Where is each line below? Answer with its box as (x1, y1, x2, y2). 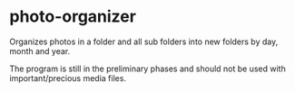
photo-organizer (9, 6, 136, 27)
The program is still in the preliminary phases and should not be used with (9, 63, 286, 74)
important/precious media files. (9, 72, 127, 83)
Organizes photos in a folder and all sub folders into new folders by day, (9, 36, 279, 47)
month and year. (9, 45, 71, 56)
